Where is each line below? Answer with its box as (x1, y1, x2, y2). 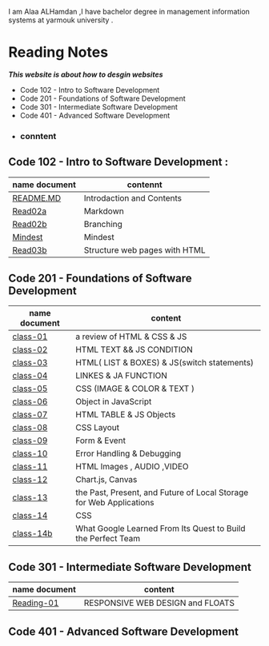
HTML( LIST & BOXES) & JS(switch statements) (75, 357, 255, 369)
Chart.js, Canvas (75, 474, 138, 485)
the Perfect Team (75, 533, 141, 544)
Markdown (83, 205, 124, 217)
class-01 (12, 331, 48, 342)
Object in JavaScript (75, 396, 152, 407)
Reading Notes (8, 43, 109, 62)
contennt (126, 179, 163, 190)
